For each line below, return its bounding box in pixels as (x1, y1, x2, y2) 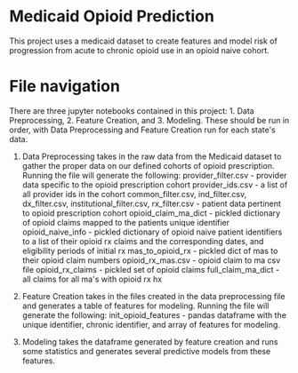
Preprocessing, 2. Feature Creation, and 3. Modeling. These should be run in (9, 115, 290, 125)
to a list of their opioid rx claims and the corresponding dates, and (21, 235, 264, 246)
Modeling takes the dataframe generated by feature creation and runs (21, 336, 278, 347)
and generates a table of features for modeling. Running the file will (21, 300, 270, 311)
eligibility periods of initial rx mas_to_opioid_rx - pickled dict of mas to (21, 245, 278, 256)
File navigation (9, 76, 120, 97)
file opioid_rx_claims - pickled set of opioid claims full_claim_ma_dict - (21, 264, 280, 274)
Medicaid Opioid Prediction (9, 6, 215, 27)
